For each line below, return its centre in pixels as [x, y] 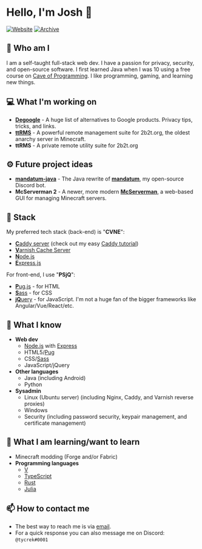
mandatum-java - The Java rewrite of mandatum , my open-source [99, 179]
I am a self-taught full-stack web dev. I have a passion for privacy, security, [100, 62]
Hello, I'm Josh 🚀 [49, 12]
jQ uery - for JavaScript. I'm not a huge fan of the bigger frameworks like [106, 299]
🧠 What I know [34, 324]
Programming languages [47, 463]
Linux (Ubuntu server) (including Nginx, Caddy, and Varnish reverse [109, 397]
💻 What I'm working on [52, 102]
